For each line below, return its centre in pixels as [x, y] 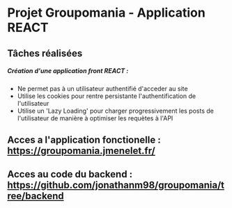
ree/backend [36, 196]
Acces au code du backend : [70, 174]
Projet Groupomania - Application [106, 13]
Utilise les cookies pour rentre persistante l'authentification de [107, 96]
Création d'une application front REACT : [68, 71]
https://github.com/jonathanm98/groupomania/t [116, 185]
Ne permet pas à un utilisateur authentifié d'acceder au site [102, 88]
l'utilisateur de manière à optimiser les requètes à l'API [95, 118]
